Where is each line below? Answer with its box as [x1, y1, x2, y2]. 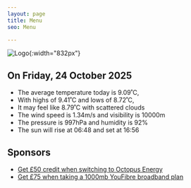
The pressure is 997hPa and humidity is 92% [17, 118, 149, 127]
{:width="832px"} [29, 49, 81, 57]
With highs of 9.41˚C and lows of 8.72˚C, [17, 96, 135, 105]
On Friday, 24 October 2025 [7, 69, 133, 81]
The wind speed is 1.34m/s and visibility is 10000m [17, 111, 166, 119]
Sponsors [7, 146, 51, 158]
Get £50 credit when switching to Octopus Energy [17, 165, 164, 173]
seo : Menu [7, 23, 37, 30]
